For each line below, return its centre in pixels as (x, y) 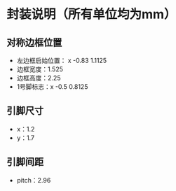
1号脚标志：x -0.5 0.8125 (52, 87)
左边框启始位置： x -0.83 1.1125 (61, 61)
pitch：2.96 (34, 180)
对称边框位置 (34, 42)
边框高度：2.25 (39, 78)
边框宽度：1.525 (40, 69)
